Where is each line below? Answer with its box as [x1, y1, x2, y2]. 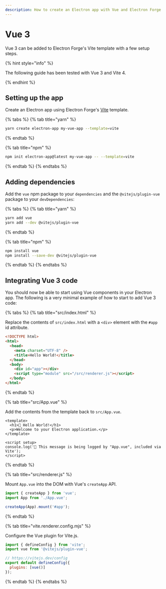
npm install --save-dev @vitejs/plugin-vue [5, 253, 97, 258]
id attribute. [5, 325, 29, 331]
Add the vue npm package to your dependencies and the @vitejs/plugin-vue [5, 191, 160, 197]
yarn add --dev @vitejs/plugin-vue [5, 220, 79, 225]
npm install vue [5, 248, 39, 253]
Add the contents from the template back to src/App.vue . [5, 409, 122, 415]
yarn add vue [5, 215, 32, 220]
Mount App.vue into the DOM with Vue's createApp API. [5, 481, 117, 487]
